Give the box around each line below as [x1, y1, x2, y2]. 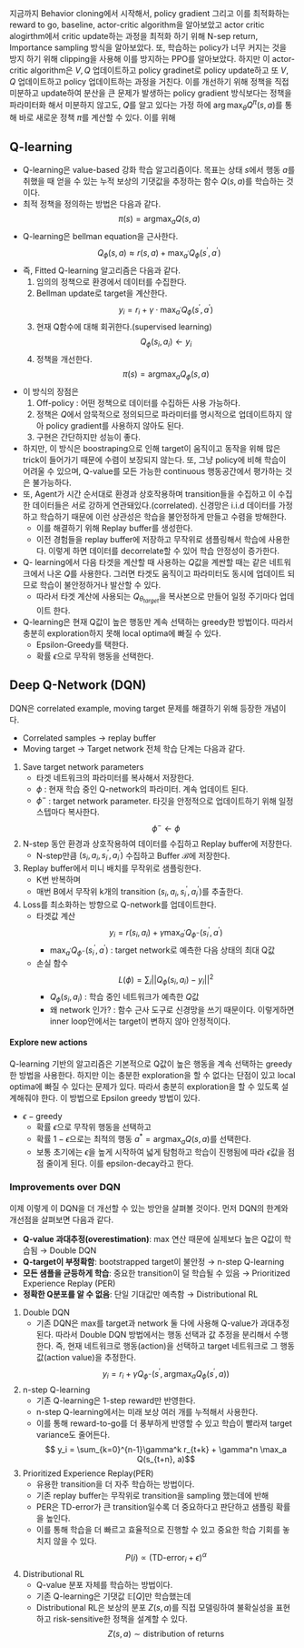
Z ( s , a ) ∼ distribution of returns [107, 1628, 225, 1639]
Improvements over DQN [9, 1181, 121, 1194]
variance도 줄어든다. [35, 1430, 111, 1441]
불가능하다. [32, 477, 73, 488]
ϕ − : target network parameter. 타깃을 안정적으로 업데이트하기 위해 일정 [35, 794, 294, 806]
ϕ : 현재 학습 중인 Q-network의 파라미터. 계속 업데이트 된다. [35, 784, 249, 794]
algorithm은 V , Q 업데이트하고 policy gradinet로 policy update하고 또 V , [30, 65, 289, 76]
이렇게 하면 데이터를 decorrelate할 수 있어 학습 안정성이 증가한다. [48, 545, 279, 556]
